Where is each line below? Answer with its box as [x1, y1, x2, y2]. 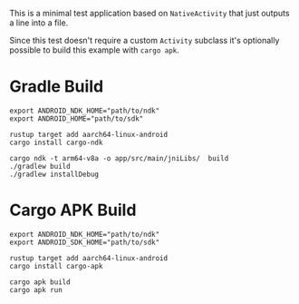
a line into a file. [9, 17, 69, 28]
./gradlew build [9, 162, 71, 171]
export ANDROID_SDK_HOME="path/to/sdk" [9, 238, 160, 247]
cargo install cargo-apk [9, 261, 103, 270]
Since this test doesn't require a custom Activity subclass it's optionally [9, 35, 280, 45]
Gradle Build [9, 76, 104, 97]
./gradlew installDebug [9, 170, 100, 179]
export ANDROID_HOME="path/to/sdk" [9, 113, 144, 123]
